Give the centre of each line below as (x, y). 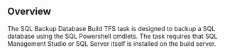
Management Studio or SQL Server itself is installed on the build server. (112, 43)
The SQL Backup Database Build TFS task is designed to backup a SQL (111, 28)
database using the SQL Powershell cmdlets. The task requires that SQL (112, 36)
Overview (29, 12)
